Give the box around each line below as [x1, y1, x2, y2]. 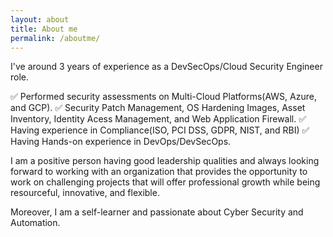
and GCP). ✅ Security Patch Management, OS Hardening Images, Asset [10, 102, 306, 114]
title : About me [10, 24, 78, 34]
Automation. [10, 217, 61, 229]
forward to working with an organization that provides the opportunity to [10, 166, 308, 178]
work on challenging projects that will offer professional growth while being [10, 176, 321, 188]
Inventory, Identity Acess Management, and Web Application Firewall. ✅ [10, 113, 307, 125]
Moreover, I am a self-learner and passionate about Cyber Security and [10, 206, 304, 218]
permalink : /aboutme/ [10, 33, 101, 43]
